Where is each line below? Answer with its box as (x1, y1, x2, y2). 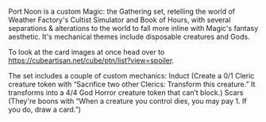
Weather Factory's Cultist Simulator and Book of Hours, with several (8, 15, 231, 25)
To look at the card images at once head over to (8, 48, 165, 56)
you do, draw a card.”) (8, 105, 82, 114)
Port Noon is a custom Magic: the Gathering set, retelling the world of (8, 7, 236, 16)
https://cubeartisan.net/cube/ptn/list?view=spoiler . (8, 55, 175, 65)
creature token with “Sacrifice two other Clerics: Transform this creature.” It (8, 79, 256, 89)
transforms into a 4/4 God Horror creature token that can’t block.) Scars (8, 88, 244, 97)
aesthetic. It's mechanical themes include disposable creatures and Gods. (8, 32, 250, 41)
